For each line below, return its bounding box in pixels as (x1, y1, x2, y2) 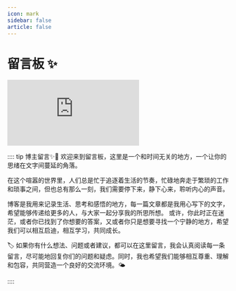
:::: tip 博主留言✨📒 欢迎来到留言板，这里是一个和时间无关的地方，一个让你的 (7, 153, 227, 161)
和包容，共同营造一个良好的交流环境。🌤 (7, 261, 126, 269)
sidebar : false (7, 17, 52, 24)
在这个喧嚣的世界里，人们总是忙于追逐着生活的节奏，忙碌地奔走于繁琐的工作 (7, 176, 229, 185)
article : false (7, 23, 52, 30)
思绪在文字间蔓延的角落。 (7, 161, 81, 169)
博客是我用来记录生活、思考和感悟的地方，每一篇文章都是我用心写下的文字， (7, 200, 229, 208)
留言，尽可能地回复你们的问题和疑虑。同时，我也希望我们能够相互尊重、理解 (7, 252, 229, 261)
